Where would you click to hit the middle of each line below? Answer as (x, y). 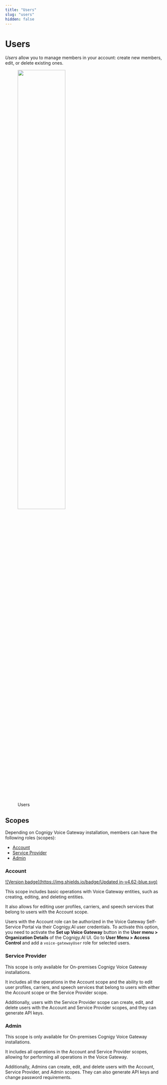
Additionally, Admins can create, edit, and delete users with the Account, (80, 1067)
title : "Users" (21, 10)
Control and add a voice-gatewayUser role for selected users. (68, 943)
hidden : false (20, 19)
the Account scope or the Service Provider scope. (57, 992)
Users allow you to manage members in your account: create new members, (83, 58)
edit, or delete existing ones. (34, 63)
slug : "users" (20, 15)
